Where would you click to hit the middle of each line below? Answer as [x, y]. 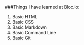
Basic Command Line [34, 33]
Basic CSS [23, 22]
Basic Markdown [30, 27]
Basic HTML [25, 17]
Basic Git [21, 38]
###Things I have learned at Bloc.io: [42, 7]
